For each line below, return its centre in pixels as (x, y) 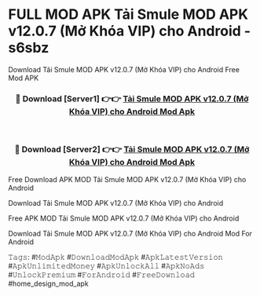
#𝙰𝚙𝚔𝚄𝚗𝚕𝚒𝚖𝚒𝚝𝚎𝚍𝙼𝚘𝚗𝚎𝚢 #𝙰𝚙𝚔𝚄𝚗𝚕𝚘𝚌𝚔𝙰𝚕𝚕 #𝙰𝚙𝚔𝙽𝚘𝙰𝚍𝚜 (106, 265)
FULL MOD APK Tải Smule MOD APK (128, 15)
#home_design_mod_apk (48, 283)
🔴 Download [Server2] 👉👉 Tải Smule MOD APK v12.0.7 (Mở (132, 149)
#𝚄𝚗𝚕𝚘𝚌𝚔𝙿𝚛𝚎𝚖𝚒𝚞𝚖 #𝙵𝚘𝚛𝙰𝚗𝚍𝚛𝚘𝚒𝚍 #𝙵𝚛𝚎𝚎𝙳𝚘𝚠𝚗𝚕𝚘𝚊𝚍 (101, 274)
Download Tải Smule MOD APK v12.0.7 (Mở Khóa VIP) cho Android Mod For (130, 233)
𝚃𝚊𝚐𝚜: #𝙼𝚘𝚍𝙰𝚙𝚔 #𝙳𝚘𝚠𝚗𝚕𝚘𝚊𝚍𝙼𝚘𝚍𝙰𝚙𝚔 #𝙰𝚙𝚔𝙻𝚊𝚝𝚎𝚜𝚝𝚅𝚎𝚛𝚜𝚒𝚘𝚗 (116, 257)
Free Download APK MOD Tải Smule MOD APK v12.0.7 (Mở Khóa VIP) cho (127, 179)
